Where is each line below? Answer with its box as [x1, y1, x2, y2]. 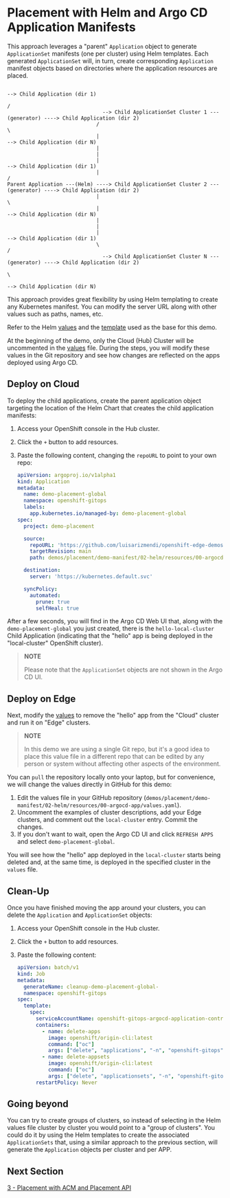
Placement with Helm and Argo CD [7, 5, 208, 21]
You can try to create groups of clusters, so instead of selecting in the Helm [7, 1116, 221, 1124]
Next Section [7, 1165, 64, 1177]
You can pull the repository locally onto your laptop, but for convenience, [7, 773, 216, 781]
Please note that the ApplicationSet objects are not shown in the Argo [23, 665, 223, 674]
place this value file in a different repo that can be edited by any [23, 753, 205, 761]
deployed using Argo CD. [7, 358, 78, 366]
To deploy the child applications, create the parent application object [7, 397, 201, 405]
